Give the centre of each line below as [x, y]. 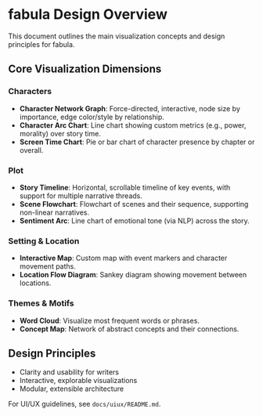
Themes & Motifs [41, 303]
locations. [35, 283]
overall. [31, 150]
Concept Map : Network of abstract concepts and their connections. [129, 329]
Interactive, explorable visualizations [78, 381]
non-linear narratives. [54, 212]
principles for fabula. [41, 44]
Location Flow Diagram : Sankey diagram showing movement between [133, 275]
